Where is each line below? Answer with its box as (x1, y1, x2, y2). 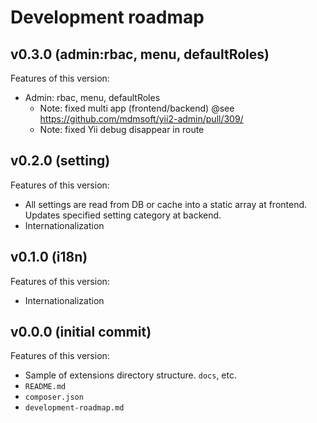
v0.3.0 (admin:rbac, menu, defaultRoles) (10, 46, 270, 63)
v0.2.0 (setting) (10, 152, 111, 170)
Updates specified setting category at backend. (24, 209, 222, 221)
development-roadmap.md (24, 403, 125, 413)
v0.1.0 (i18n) (10, 249, 88, 266)
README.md (24, 382, 67, 392)
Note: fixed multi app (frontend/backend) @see (39, 102, 235, 114)
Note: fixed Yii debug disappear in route (39, 124, 205, 135)
